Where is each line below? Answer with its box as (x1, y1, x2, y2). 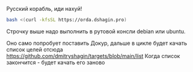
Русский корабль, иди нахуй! (6, 5, 82, 12)
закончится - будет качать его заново (6, 59, 105, 66)
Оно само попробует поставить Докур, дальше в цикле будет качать (6, 39, 188, 47)
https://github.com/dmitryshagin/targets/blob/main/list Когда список (6, 52, 180, 59)
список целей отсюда (6, 45, 64, 53)
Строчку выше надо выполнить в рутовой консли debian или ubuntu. (6, 27, 186, 35)
